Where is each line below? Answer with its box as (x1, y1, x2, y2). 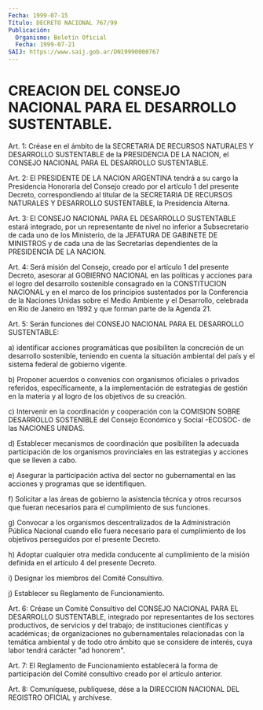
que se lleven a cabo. (8, 455, 77, 465)
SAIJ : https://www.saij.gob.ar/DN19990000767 (8, 48, 159, 56)
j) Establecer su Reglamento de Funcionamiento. (8, 588, 165, 598)
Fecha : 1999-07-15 (8, 11, 68, 20)
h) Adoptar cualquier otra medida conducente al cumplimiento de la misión (8, 550, 250, 559)
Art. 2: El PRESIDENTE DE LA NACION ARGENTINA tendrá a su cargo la (8, 173, 239, 182)
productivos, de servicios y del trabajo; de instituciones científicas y (8, 620, 229, 630)
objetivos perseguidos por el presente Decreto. (8, 534, 161, 543)
